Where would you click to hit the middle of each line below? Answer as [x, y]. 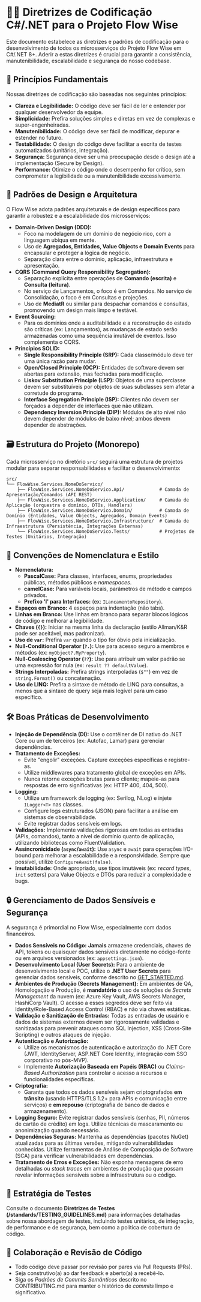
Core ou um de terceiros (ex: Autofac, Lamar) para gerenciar [90, 741]
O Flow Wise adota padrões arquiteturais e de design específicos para [93, 209]
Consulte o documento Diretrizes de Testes [61, 1208]
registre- [179, 760]
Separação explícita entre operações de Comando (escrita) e [100, 278]
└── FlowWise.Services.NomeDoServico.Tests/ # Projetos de [106, 532]
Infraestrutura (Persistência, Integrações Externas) [75, 526]
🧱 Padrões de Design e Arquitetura [72, 195]
